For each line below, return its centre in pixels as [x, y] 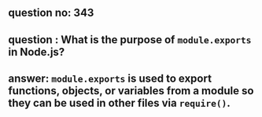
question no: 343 [51, 13]
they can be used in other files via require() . [119, 103]
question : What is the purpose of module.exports [130, 40]
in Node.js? [37, 51]
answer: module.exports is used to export [110, 79]
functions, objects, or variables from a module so [131, 91]
